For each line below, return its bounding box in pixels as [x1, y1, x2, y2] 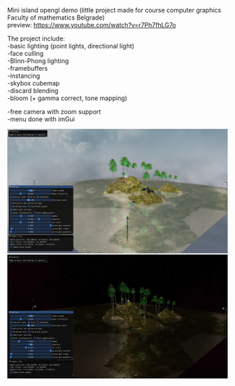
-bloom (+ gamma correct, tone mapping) [7, 94, 127, 102]
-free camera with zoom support [7, 108, 101, 116]
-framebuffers [7, 64, 48, 72]
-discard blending [7, 87, 59, 95]
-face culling [7, 49, 44, 57]
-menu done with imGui [7, 115, 76, 123]
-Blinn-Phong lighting [7, 57, 69, 65]
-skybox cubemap [7, 79, 60, 87]
